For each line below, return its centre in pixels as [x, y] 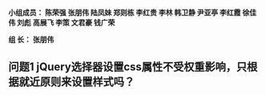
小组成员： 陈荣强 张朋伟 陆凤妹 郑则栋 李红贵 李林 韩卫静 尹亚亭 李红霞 [125, 12]
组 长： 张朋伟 [31, 40]
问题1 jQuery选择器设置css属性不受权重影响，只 [128, 67]
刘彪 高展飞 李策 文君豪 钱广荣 [66, 22]
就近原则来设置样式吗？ [77, 82]
